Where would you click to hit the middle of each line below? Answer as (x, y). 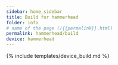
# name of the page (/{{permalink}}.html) (60, 28)
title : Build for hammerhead (42, 17)
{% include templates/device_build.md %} (58, 56)
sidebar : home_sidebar (34, 12)
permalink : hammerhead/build (42, 34)
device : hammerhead (30, 39)
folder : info (22, 22)
